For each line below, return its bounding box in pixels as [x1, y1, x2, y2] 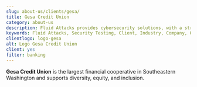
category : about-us [6, 19, 54, 25]
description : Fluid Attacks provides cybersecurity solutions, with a [6, 25, 182, 31]
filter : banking [6, 52, 46, 58]
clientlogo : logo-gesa [6, 36, 62, 41]
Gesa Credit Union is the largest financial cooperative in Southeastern [6, 68, 176, 75]
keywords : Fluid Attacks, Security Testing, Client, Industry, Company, [6, 30, 188, 36]
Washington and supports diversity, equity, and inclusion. [6, 74, 145, 81]
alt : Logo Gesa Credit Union [6, 41, 77, 47]
